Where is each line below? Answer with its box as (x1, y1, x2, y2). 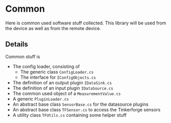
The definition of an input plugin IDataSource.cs (12, 85, 114, 91)
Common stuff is (5, 53, 40, 59)
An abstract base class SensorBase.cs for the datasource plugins (12, 101, 149, 107)
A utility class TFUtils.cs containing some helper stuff (12, 112, 127, 118)
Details (5, 40, 28, 49)
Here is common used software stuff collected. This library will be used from (5, 20, 166, 26)
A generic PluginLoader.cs (12, 96, 69, 102)
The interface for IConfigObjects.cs (20, 74, 96, 80)
